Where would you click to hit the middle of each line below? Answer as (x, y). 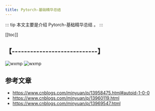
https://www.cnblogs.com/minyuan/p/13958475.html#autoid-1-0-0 (81, 93)
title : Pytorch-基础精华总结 (33, 10)
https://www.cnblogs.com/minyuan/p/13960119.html (66, 98)
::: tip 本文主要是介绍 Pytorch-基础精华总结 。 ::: (54, 24)
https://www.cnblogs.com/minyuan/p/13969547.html (67, 104)
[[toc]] (12, 34)
